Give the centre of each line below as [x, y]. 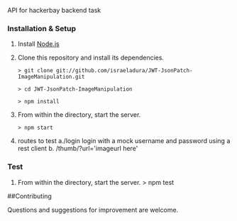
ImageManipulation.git [51, 77]
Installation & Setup [42, 28]
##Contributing [29, 196]
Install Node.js [38, 44]
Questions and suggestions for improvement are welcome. [93, 210]
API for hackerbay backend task [54, 10]
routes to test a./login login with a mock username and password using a [124, 141]
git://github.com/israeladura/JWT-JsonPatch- [124, 71]
